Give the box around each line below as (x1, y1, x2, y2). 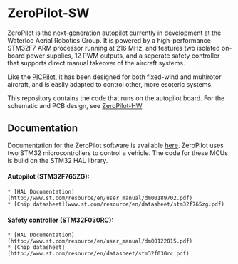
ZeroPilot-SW (7, 5, 90, 21)
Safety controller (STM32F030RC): (7, 216, 114, 224)
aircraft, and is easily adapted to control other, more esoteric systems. (7, 80, 213, 88)
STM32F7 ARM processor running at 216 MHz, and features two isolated (7, 43, 220, 52)
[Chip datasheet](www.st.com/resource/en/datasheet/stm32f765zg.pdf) (14, 201, 224, 208)
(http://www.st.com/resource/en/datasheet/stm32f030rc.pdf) (7, 250, 190, 258)
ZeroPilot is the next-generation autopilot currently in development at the (7, 28, 222, 37)
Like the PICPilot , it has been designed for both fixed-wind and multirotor (7, 73, 222, 81)
